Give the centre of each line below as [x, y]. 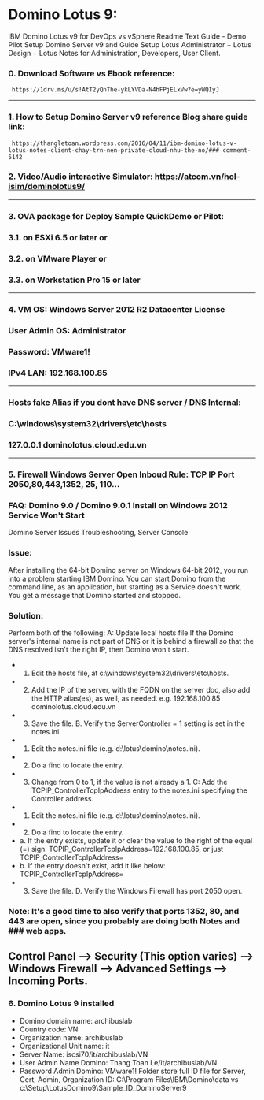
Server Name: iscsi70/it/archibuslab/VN [84, 1054]
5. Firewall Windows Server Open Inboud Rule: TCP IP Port [121, 474]
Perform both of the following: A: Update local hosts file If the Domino [121, 633]
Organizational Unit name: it [64, 1046]
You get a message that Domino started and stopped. [95, 595]
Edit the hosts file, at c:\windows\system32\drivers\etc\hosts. [130, 673]
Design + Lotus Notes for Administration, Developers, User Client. [115, 53]
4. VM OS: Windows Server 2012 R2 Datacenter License [117, 309]
